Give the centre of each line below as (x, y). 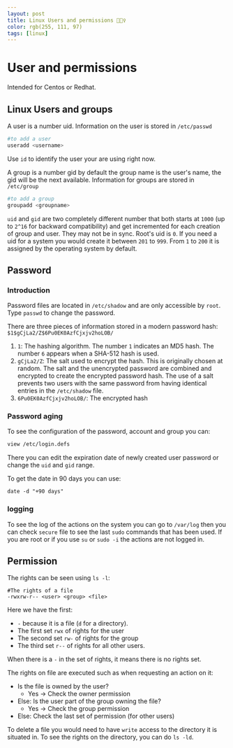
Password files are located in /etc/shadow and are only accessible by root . (114, 306)
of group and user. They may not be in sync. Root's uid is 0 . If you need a (112, 233)
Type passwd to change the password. (61, 313)
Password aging (35, 416)
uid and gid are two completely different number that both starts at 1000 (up (116, 218)
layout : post (26, 14)
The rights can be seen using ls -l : (59, 578)
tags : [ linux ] (28, 33)
